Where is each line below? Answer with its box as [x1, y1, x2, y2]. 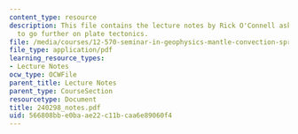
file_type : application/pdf [9, 46, 114, 55]
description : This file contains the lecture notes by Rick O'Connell [9, 21, 276, 30]
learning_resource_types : [9, 54, 105, 63]
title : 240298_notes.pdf [9, 103, 101, 112]
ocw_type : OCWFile [9, 71, 77, 79]
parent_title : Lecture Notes [9, 78, 117, 87]
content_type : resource [9, 12, 98, 22]
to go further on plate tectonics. [17, 29, 149, 38]
